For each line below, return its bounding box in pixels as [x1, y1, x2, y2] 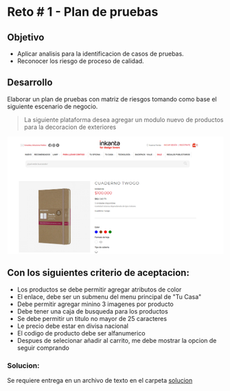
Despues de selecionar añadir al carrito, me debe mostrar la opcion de [16, 336, 217, 344]
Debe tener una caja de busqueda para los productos [16, 307, 168, 316]
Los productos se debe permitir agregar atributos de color [16, 285, 182, 294]
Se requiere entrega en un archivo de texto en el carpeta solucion [7, 377, 193, 385]
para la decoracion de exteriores [23, 123, 117, 131]
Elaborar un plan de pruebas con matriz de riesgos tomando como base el [7, 95, 218, 103]
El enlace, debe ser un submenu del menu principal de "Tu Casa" [16, 292, 202, 300]
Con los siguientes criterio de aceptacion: [7, 267, 190, 279]
